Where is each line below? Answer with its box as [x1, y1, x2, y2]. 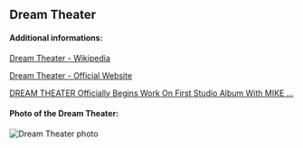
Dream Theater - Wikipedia [9, 52, 110, 63]
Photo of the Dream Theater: [9, 108, 119, 119]
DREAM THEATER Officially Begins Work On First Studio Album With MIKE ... [9, 88, 294, 98]
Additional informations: [9, 32, 103, 43]
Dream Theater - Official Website [9, 69, 133, 80]
